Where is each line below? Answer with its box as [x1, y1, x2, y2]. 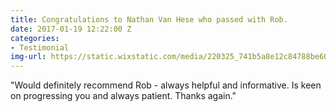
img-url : [10, 52, 47, 62]
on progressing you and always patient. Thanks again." [10, 90, 237, 102]
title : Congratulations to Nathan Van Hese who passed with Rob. [10, 14, 288, 25]
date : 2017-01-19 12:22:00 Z [10, 24, 132, 34]
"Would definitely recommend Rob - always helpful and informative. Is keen [10, 79, 322, 91]
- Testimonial [10, 42, 70, 53]
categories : [10, 33, 60, 43]
